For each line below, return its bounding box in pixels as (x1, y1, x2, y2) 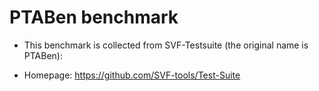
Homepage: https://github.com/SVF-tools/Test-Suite (23, 69, 241, 81)
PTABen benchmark (9, 6, 179, 29)
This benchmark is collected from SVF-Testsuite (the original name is (23, 39, 309, 51)
